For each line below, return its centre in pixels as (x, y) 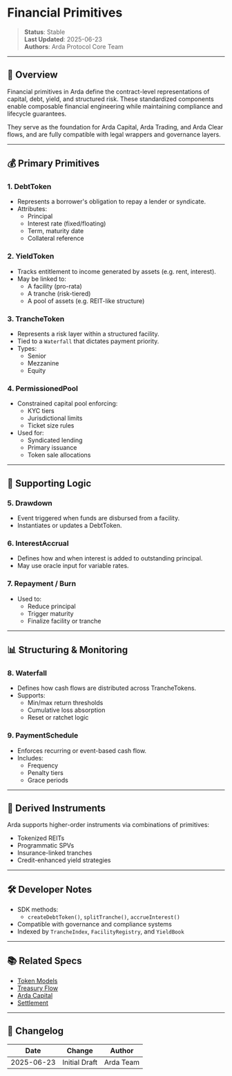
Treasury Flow (38, 988)
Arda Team (122, 1062)
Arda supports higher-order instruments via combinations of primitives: (108, 825)
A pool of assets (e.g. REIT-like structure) (86, 301)
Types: (27, 349)
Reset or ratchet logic (58, 718)
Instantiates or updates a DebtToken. (69, 526)
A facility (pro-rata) (55, 286)
